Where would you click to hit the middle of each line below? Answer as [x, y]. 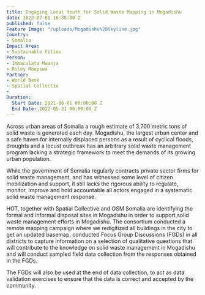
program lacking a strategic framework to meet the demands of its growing [101, 152]
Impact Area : [23, 47]
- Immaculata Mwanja [33, 63]
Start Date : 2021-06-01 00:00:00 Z [57, 103]
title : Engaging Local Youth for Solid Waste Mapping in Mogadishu [94, 12]
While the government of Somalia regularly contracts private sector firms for [102, 170]
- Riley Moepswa [27, 69]
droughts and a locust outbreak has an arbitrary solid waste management [99, 146]
